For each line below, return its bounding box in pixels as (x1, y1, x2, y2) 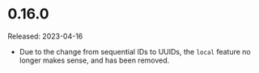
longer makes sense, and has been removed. (19, 55, 170, 65)
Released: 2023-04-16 (7, 31, 83, 41)
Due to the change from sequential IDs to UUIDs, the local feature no (19, 47, 252, 56)
